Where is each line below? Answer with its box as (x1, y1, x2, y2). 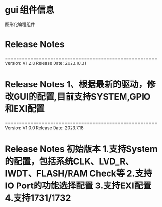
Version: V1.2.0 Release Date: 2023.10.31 (5, 60, 86, 66)
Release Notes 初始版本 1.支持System (5, 144, 158, 154)
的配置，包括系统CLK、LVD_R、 (5, 156, 134, 166)
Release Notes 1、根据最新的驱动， (5, 79, 147, 90)
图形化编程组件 (5, 21, 35, 27)
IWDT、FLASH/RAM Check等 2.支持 (5, 168, 152, 179)
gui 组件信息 (5, 4, 54, 16)
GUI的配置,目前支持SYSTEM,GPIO (14, 91, 151, 103)
